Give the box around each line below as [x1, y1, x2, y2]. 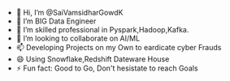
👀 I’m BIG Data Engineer [15, 16, 97, 26]
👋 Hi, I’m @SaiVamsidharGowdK [15, 8, 124, 17]
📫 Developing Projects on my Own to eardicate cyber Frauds [15, 43, 222, 52]
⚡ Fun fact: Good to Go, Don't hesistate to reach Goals [15, 63, 198, 73]
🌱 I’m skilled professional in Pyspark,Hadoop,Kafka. [15, 25, 189, 34]
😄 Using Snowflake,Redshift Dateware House [15, 54, 170, 64]
